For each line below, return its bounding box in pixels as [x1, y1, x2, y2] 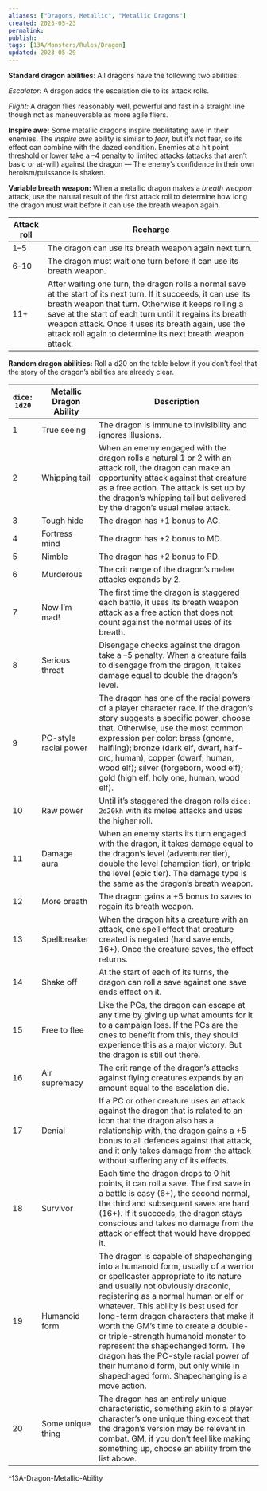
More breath [41, 896, 88, 907]
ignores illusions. [99, 430, 161, 440]
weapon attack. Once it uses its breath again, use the [47, 318, 246, 329]
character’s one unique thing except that [99, 1413, 250, 1424]
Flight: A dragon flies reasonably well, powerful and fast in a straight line [8, 101, 245, 111]
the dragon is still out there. [99, 1049, 201, 1060]
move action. [99, 1380, 147, 1391]
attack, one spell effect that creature [99, 924, 234, 934]
